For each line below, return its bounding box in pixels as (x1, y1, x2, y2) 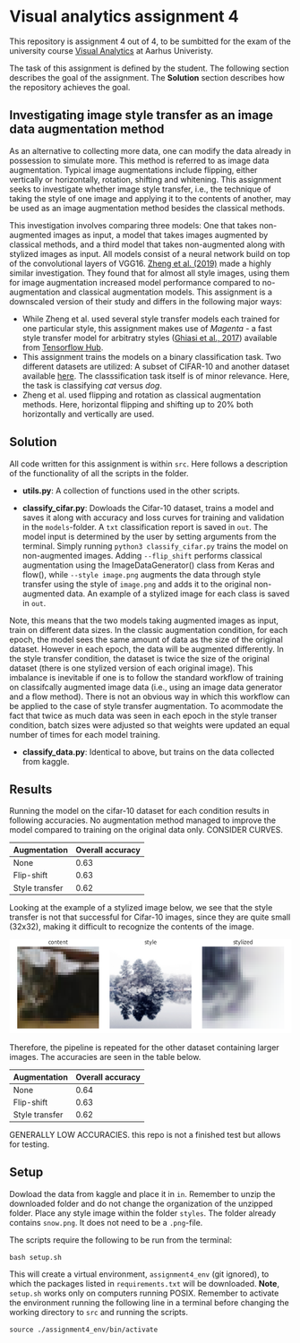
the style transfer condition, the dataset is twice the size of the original (9, 653, 270, 663)
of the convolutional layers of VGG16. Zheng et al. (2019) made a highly (9, 258, 271, 269)
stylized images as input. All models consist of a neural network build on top (9, 248, 291, 259)
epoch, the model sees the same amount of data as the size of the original (9, 634, 284, 645)
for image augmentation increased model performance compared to (9, 277, 261, 287)
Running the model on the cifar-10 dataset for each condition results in (9, 806, 270, 817)
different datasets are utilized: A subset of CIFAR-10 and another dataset (21, 361, 290, 372)
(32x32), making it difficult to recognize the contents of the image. (9, 921, 254, 932)
